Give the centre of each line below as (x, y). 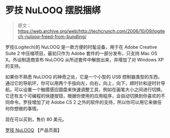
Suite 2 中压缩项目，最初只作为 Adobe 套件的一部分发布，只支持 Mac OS (81, 53)
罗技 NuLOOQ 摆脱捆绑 (53, 10)
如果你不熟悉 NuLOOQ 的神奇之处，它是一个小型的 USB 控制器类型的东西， (84, 77)
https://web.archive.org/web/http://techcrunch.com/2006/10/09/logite (91, 31)
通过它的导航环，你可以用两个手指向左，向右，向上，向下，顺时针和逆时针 (83, 83)
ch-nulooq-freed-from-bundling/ (52, 37)
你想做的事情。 (25, 108)
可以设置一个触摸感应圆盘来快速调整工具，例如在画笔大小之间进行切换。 (90, 89)
